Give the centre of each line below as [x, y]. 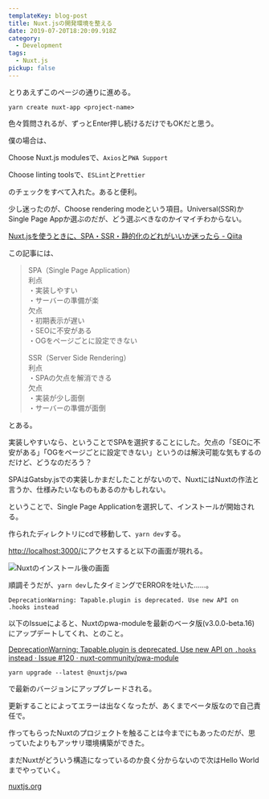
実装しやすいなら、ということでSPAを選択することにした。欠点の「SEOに [131, 442]
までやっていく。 [37, 770]
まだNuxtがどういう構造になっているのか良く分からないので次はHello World [134, 760]
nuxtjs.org [25, 786]
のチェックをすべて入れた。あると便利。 [75, 192]
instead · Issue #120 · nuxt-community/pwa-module [94, 657]
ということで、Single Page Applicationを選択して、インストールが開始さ [128, 506]
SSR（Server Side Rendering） [79, 357]
